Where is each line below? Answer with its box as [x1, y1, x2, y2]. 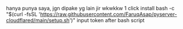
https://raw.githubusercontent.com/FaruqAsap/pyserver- [40, 11, 177, 18]
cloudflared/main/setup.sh [6, 17, 70, 23]
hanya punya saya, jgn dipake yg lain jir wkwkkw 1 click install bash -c [6, 5, 175, 11]
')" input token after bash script [69, 17, 145, 23]
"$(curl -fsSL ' [6, 11, 41, 18]
